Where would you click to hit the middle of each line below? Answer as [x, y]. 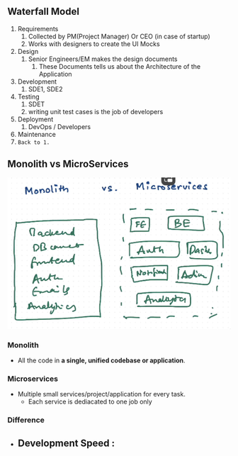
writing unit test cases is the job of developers [96, 111]
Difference [26, 420]
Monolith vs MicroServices [68, 164]
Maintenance [37, 134]
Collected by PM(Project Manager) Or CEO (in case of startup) [119, 36]
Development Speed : [66, 443]
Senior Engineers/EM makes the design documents [103, 59]
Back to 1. [34, 142]
